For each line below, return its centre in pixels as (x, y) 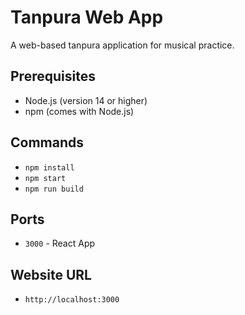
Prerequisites (53, 76)
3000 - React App (60, 243)
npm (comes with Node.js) (79, 111)
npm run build (54, 189)
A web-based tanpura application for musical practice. (122, 45)
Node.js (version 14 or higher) (86, 100)
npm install (49, 167)
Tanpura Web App (87, 17)
